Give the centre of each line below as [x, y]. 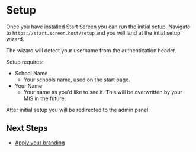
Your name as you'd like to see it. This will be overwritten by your [103, 92]
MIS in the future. [45, 98]
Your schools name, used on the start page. [77, 80]
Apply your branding [40, 143]
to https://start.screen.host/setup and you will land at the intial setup [93, 32]
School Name [31, 73]
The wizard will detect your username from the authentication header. [91, 50]
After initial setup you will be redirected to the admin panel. [78, 110]
